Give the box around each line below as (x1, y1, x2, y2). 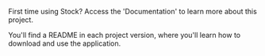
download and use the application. (8, 39, 121, 48)
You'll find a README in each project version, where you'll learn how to (8, 31, 240, 39)
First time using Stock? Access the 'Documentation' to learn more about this (8, 7, 258, 16)
